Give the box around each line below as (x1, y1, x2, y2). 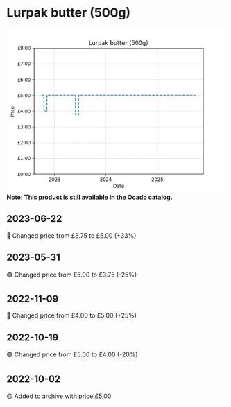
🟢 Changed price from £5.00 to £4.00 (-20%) (6, 350, 138, 358)
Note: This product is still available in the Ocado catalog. (6, 193, 173, 201)
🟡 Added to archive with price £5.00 (6, 392, 112, 400)
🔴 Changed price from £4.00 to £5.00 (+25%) (6, 311, 137, 320)
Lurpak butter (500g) (6, 5, 131, 21)
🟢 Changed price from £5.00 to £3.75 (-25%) (6, 270, 137, 279)
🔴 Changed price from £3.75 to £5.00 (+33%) (6, 231, 137, 240)
